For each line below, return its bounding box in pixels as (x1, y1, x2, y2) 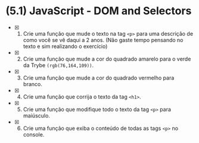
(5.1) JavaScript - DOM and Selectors (5, 4, 192, 18)
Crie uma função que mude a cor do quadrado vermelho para (23, 74, 175, 81)
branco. (23, 80, 42, 87)
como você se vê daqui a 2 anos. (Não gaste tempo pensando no (23, 36, 184, 43)
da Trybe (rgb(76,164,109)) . (23, 61, 94, 69)
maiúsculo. (23, 112, 50, 119)
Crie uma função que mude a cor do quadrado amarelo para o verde (23, 55, 191, 62)
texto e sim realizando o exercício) (23, 43, 108, 50)
